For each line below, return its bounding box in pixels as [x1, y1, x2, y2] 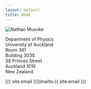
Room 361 [5, 47, 27, 53]
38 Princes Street [5, 57, 42, 64]
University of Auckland [5, 41, 54, 47]
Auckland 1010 [5, 63, 36, 69]
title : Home [5, 12, 31, 17]
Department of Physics [5, 36, 54, 42]
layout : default [5, 7, 40, 13]
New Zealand [5, 68, 33, 74]
